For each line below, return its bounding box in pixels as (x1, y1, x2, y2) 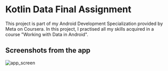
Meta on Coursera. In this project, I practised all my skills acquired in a (5, 26, 154, 32)
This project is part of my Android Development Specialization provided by (5, 20, 163, 27)
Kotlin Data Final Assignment (5, 4, 132, 15)
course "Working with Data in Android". (5, 31, 88, 37)
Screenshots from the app (5, 46, 91, 55)
